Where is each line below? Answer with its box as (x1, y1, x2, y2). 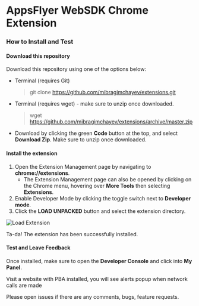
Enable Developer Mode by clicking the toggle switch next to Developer (14, 194, 191, 202)
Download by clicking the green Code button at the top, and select (14, 129, 178, 137)
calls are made (6, 282, 42, 289)
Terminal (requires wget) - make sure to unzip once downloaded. (14, 100, 174, 107)
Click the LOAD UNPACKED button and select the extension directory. (14, 207, 186, 215)
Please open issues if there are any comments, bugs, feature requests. (6, 293, 179, 300)
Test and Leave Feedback (6, 244, 71, 251)
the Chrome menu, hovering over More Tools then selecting (23, 182, 170, 189)
